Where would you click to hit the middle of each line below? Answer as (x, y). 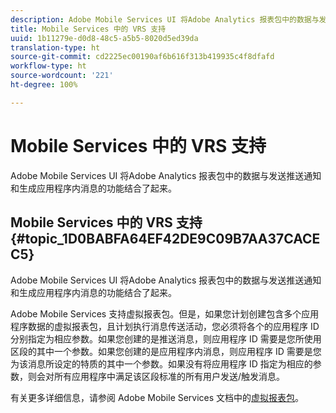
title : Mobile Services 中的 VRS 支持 (88, 29)
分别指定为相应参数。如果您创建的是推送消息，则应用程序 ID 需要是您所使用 (166, 338)
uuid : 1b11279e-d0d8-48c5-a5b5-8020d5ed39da (104, 38)
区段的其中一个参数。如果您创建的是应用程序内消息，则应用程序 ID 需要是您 (166, 351)
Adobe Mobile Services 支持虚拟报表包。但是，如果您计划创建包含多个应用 (165, 313)
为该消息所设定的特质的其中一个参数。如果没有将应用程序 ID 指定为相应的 (161, 363)
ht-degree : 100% (44, 85)
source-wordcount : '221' (62, 76)
